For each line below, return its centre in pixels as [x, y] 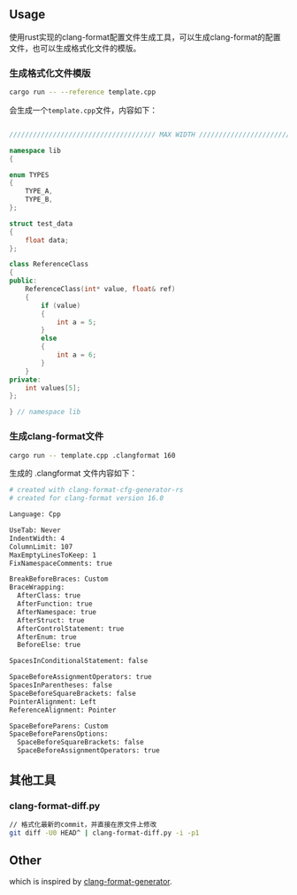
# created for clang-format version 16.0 [87, 498]
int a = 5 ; [76, 322]
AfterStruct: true [51, 620]
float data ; [47, 240]
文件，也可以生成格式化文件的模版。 [75, 48]
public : [23, 281]
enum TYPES [29, 175]
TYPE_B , [39, 200]
